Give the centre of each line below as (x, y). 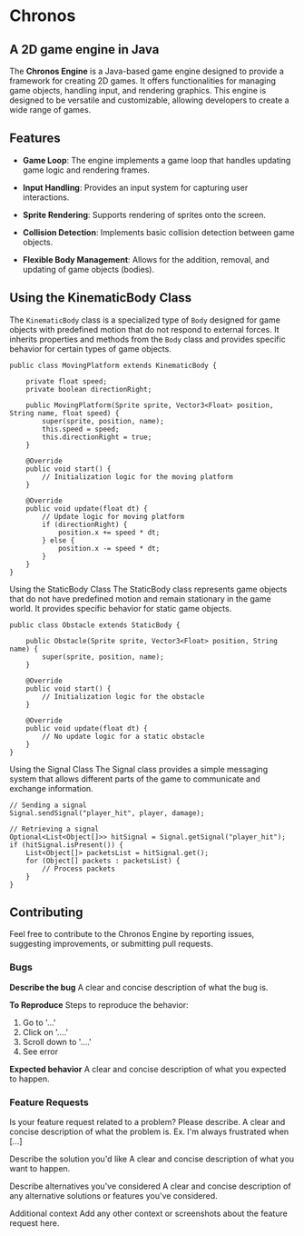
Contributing (46, 913)
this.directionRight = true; (97, 437)
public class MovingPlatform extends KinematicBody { (113, 365)
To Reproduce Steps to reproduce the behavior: (99, 1004)
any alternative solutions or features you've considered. (113, 1196)
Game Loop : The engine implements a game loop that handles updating (157, 160)
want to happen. (40, 1169)
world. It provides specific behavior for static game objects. (121, 608)
